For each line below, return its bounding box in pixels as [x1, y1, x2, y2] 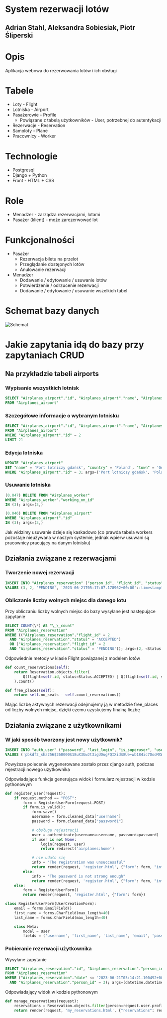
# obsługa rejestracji [31, 828, 79, 833]
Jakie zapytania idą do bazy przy [5, 339, 144, 351]
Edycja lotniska [5, 449, 43, 456]
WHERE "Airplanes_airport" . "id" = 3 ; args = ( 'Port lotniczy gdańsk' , [5, 470, 150, 475]
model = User [23, 929, 50, 934]
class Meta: [14, 924, 39, 929]
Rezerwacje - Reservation [12, 123, 66, 128]
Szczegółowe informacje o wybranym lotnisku [5, 412, 119, 419]
